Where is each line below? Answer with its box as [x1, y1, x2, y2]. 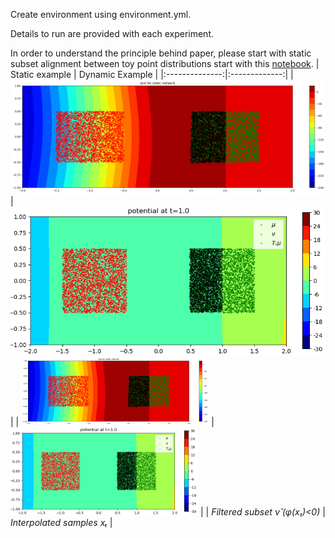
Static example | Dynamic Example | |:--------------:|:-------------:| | [10, 69, 294, 80]
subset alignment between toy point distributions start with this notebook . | [10, 58, 320, 69]
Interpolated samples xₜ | [10, 516, 113, 528]
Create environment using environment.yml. [10, 9, 192, 20]
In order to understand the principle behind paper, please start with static [10, 47, 312, 59]
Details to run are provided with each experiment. [10, 28, 215, 39]
